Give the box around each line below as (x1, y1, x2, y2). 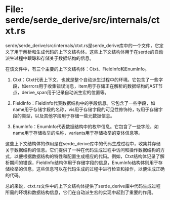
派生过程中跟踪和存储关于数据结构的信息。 (5, 55, 94, 61)
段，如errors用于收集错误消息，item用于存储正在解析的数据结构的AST (12, 83, 158, 89)
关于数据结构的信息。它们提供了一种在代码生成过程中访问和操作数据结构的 (5, 147, 160, 153)
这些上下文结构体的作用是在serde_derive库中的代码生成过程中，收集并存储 (5, 140, 161, 146)
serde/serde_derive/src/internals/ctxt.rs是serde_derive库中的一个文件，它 (5, 42, 159, 49)
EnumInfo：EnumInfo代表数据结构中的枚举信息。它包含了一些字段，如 (12, 123, 159, 130)
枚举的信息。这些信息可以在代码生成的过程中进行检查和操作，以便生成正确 (9, 166, 165, 172)
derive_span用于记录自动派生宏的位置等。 (21, 89, 109, 95)
